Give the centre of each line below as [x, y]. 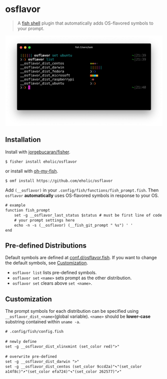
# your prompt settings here [44, 220]
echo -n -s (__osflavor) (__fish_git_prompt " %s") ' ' [74, 225]
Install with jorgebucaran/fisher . [38, 152]
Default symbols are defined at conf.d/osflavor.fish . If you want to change [81, 258]
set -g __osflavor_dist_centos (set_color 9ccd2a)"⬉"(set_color [73, 367]
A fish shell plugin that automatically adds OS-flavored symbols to [85, 23]
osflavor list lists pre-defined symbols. [54, 273]
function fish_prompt [28, 210]
